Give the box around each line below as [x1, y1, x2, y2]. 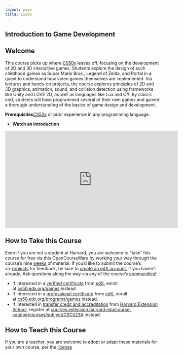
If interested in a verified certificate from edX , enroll [12, 280, 118, 286]
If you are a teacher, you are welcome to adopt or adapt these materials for [5, 339, 157, 345]
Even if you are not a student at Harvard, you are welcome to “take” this [5, 249, 151, 255]
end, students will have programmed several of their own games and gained [5, 97, 160, 103]
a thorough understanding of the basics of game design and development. [5, 102, 156, 107]
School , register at [12, 306, 50, 312]
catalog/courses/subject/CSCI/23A [12, 312, 84, 318]
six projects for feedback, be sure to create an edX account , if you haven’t [5, 265, 156, 271]
